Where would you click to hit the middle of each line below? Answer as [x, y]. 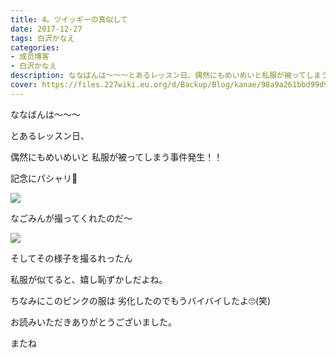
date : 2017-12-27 [46, 29]
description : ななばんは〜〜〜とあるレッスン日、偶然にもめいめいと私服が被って [158, 76]
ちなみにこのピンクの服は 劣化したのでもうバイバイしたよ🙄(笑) [141, 300]
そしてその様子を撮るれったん [71, 258]
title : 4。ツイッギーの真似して [69, 19]
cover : [24, 85]
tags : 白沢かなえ [42, 38]
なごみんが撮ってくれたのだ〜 [71, 218]
